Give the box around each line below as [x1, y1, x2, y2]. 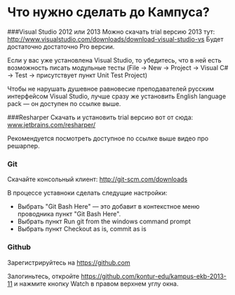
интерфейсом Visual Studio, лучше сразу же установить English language [7, 92, 227, 100]
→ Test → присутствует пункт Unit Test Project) [7, 71, 148, 79]
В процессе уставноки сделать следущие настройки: [7, 189, 168, 197]
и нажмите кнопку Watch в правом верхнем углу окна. [13, 279, 179, 288]
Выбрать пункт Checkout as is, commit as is [17, 225, 147, 233]
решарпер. [7, 141, 40, 150]
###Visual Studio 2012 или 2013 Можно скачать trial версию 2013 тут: [7, 27, 215, 36]
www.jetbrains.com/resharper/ [7, 120, 96, 129]
